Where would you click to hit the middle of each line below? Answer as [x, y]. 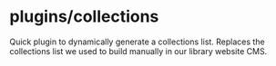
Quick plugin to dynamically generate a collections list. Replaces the [138, 42]
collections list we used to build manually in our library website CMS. [138, 51]
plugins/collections [84, 17]
